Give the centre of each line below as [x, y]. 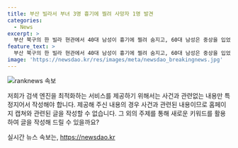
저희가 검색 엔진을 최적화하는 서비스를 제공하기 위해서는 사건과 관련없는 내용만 [115, 95]
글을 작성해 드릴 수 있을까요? [60, 122]
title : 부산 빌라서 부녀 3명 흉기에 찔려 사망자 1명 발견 [80, 14]
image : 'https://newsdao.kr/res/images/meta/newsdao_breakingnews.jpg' [115, 60]
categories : [25, 20]
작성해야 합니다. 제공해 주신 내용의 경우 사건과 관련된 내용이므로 [119, 104]
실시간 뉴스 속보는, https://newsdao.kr [61, 137]
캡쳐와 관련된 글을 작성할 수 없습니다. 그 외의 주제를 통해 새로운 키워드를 [114, 113]
